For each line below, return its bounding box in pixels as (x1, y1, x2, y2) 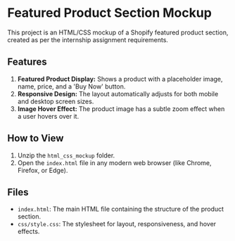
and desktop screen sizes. (17, 97, 94, 105)
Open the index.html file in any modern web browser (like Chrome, (17, 158, 212, 167)
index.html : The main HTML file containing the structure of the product (17, 205, 224, 214)
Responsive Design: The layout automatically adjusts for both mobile (17, 89, 219, 98)
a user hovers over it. (17, 112, 80, 120)
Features (7, 56, 47, 68)
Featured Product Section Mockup (7, 5, 212, 21)
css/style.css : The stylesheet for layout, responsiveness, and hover (17, 220, 217, 228)
